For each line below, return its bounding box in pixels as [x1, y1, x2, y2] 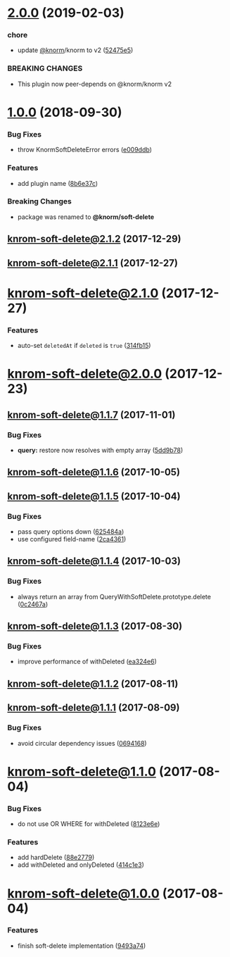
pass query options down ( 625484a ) [17, 527, 124, 536]
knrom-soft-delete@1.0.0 [7, 885, 160, 901]
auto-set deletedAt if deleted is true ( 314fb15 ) [17, 342, 151, 350]
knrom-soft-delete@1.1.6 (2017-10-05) [7, 466, 181, 478]
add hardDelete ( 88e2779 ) [17, 853, 95, 862]
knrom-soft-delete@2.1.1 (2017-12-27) [7, 257, 178, 269]
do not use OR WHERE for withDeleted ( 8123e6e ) [17, 820, 160, 828]
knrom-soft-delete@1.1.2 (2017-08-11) [7, 677, 179, 689]
